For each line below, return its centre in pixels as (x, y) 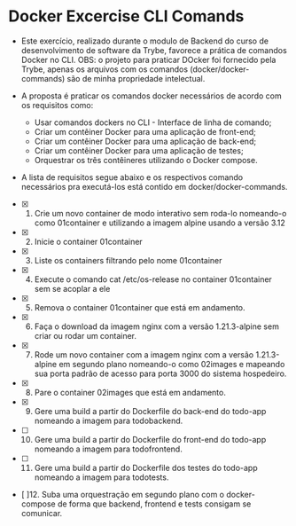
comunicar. (42, 513)
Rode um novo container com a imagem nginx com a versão (144, 354)
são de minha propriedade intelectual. (136, 78)
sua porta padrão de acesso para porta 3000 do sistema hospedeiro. (160, 373)
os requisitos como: (57, 105)
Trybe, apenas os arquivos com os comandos (104, 69)
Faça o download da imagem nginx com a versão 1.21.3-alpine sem (157, 326)
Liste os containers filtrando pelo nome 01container (128, 260)
